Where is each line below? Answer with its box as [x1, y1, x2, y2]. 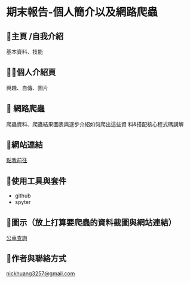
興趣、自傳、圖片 [6, 84, 48, 92]
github [14, 192, 31, 199]
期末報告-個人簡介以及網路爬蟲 [6, 5, 158, 19]
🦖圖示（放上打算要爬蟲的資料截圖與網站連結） [6, 217, 176, 227]
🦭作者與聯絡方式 [6, 254, 67, 264]
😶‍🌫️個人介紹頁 [6, 67, 56, 78]
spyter [14, 199, 31, 206]
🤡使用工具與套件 [6, 176, 67, 186]
